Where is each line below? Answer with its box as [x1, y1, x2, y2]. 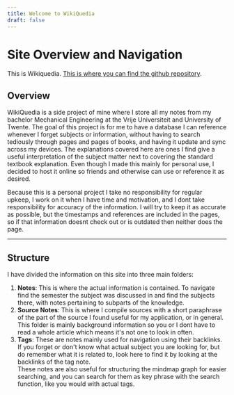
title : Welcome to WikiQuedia [7, 10, 95, 17]
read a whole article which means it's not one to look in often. [17, 328, 194, 337]
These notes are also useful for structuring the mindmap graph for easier [17, 365, 227, 373]
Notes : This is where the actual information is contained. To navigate [17, 284, 215, 292]
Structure [7, 252, 50, 264]
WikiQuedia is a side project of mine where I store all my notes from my [7, 108, 212, 117]
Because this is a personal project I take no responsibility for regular [7, 188, 203, 197]
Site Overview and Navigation [7, 47, 183, 63]
